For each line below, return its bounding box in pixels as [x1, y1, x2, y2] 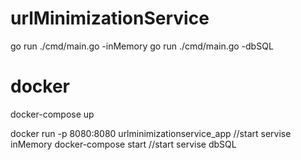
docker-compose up [10, 108, 95, 120]
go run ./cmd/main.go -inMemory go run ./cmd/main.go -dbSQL [10, 40, 274, 52]
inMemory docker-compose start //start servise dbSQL [10, 138, 237, 150]
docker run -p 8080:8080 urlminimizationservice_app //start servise [10, 127, 292, 139]
